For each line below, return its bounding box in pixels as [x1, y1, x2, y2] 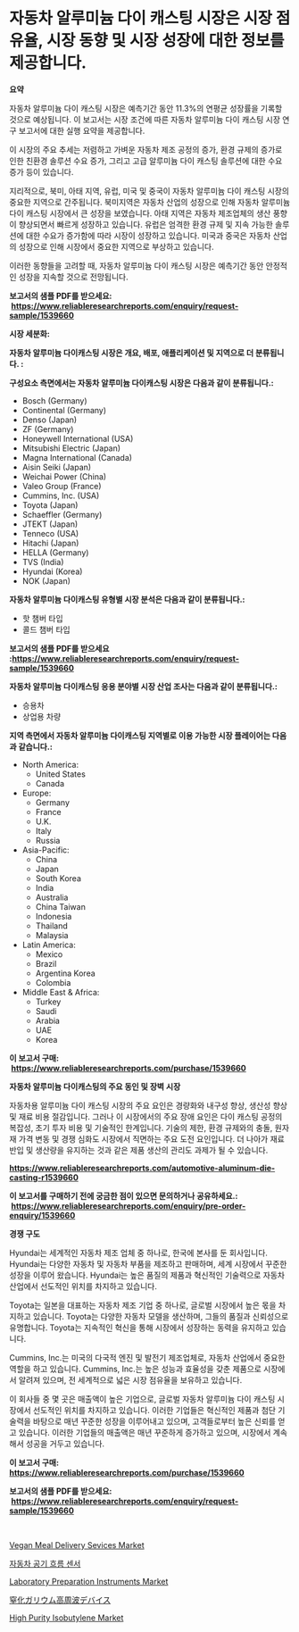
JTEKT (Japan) [21, 519, 79, 529]
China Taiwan [35, 901, 87, 912]
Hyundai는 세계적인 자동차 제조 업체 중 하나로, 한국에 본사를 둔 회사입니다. [9, 1247, 268, 1258]
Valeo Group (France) [21, 480, 102, 491]
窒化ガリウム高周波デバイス [9, 1595, 112, 1605]
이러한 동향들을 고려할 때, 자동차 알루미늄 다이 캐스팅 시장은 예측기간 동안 [9, 260, 264, 271]
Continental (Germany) [21, 404, 107, 415]
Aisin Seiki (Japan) [21, 462, 92, 472]
